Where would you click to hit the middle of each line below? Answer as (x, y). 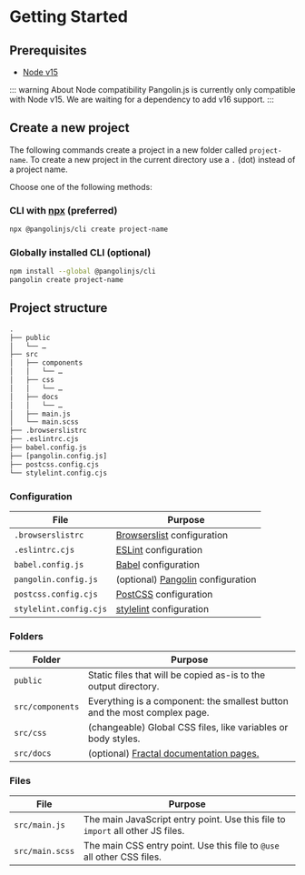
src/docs (33, 754)
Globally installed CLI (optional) (80, 252)
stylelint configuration (162, 608)
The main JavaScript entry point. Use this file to (184, 820)
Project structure (59, 308)
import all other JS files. (134, 831)
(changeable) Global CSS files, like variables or (188, 728)
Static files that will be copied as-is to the (177, 675)
